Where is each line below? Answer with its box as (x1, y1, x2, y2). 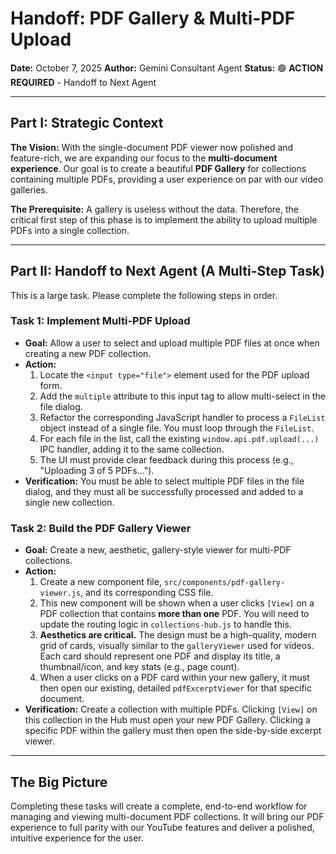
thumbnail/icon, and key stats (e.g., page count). (39, 661, 240, 673)
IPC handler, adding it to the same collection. (39, 443, 225, 455)
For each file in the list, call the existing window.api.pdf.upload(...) (39, 432, 320, 444)
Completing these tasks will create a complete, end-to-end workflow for (10, 800, 308, 812)
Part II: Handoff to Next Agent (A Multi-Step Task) (10, 263, 326, 280)
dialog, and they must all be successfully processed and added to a (24, 485, 304, 497)
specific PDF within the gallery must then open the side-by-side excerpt (24, 725, 322, 737)
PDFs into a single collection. (10, 224, 130, 236)
